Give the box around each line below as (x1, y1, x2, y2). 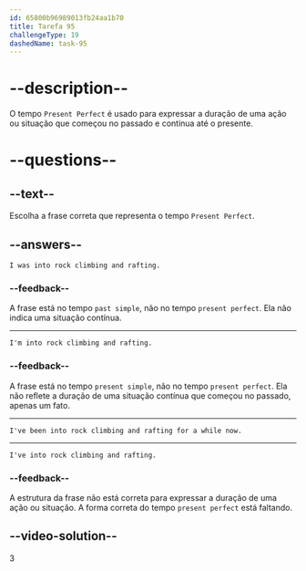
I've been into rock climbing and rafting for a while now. (9, 426, 243, 435)
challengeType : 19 (9, 30, 79, 39)
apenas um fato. (9, 400, 71, 410)
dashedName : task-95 (9, 38, 88, 48)
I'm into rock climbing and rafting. (9, 338, 153, 348)
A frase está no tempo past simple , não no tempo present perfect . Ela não (9, 303, 291, 314)
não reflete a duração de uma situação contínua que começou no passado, (9, 389, 291, 401)
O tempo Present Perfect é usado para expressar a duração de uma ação (9, 109, 287, 119)
